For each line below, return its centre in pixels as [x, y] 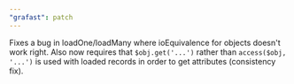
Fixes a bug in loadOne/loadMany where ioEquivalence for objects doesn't [145, 42]
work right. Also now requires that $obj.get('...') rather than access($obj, [148, 52]
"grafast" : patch [41, 17]
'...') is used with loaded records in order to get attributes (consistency [143, 61]
